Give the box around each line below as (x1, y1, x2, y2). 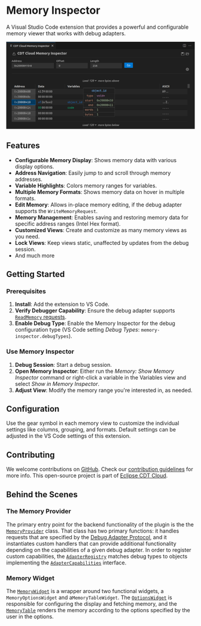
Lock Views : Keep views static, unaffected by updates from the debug (14, 239, 189, 246)
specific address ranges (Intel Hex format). (14, 220, 121, 227)
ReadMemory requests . (14, 314, 67, 321)
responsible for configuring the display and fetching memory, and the (6, 600, 178, 607)
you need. (14, 233, 40, 240)
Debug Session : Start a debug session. (14, 361, 112, 368)
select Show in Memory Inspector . (14, 380, 100, 387)
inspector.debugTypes (14, 333, 69, 340)
